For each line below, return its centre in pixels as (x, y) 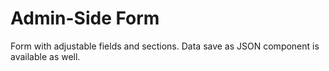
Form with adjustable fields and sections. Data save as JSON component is (165, 46)
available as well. (45, 56)
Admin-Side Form (85, 18)
